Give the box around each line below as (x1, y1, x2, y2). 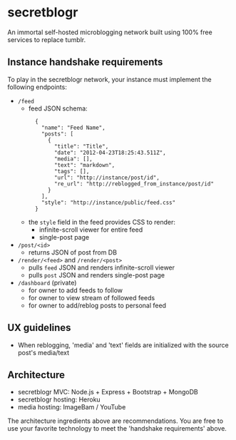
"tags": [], (53, 168, 90, 175)
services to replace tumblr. (7, 35, 86, 44)
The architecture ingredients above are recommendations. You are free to (7, 416, 223, 425)
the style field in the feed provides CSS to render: (28, 218, 176, 226)
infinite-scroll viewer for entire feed (39, 225, 143, 234)
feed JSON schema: (28, 104, 88, 113)
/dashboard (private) (17, 278, 77, 287)
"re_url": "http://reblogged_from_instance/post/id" (53, 180, 214, 188)
